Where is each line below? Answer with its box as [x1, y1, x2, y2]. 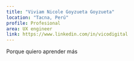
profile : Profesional [6, 20, 61, 26]
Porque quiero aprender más [6, 48, 78, 55]
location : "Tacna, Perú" [6, 14, 69, 21]
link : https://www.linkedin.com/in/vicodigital [6, 31, 129, 37]
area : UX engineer [6, 25, 53, 32]
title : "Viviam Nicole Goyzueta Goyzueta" [6, 8, 115, 15]
